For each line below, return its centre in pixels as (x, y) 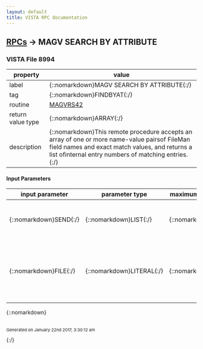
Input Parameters (29, 178)
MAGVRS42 (66, 105)
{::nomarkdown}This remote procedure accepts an (121, 132)
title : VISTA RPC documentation (47, 18)
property (26, 75)
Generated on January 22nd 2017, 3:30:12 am (51, 330)
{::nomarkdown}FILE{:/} (42, 271)
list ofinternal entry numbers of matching (107, 155)
